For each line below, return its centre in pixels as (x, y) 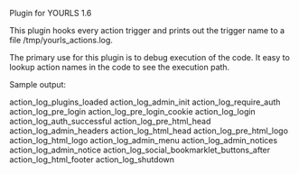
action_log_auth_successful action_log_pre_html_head (110, 121)
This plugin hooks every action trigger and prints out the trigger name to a (147, 30)
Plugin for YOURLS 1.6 (51, 13)
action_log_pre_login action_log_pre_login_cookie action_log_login (132, 111)
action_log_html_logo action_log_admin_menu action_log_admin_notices (144, 140)
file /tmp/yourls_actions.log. (61, 40)
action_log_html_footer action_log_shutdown (92, 160)
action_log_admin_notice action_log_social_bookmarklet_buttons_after (140, 150)
